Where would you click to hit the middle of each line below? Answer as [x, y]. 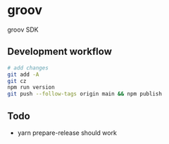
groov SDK [23, 30]
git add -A [23, 74]
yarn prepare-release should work [67, 133]
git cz [17, 81]
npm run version [31, 87]
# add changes [28, 68]
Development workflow [60, 52]
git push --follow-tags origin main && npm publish [84, 94]
